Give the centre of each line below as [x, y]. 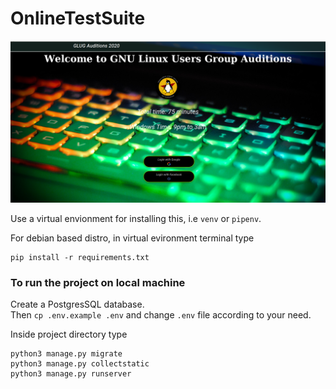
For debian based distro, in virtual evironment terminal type [132, 238]
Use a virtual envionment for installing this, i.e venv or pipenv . [136, 218]
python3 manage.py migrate [66, 354]
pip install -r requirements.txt [80, 257]
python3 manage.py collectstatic [80, 364]
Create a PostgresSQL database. [77, 304]
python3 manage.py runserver [71, 374]
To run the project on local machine [98, 282]
